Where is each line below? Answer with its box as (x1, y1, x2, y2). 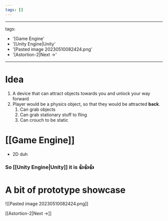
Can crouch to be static (19, 117, 68, 123)
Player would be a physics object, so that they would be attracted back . (12, 101, 160, 107)
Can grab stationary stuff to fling (19, 111, 87, 118)
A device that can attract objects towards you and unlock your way (12, 90, 150, 96)
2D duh (12, 151, 28, 157)
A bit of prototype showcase (5, 184, 126, 195)
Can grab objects (19, 106, 56, 112)
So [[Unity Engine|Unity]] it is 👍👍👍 (5, 164, 94, 171)
